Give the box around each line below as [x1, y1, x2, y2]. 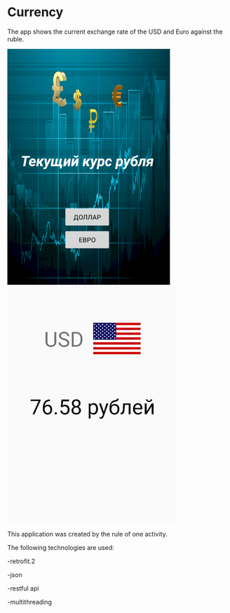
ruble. [7, 34, 25, 43]
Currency [7, 4, 64, 20]
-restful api [7, 584, 39, 593]
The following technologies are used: [7, 543, 114, 551]
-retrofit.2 [7, 557, 36, 565]
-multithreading [7, 598, 53, 606]
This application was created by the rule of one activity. [7, 530, 168, 538]
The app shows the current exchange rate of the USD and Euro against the [7, 27, 223, 36]
